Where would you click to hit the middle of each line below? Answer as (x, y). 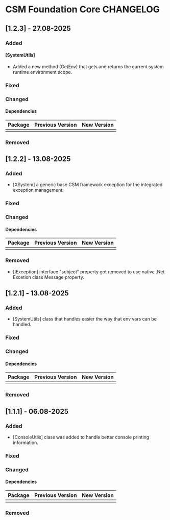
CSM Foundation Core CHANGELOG (82, 9)
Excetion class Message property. (48, 277)
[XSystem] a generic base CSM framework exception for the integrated (88, 185)
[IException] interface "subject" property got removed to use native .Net (89, 272)
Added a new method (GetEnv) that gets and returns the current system (88, 66)
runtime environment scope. (42, 72)
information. (25, 443)
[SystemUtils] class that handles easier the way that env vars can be (84, 319)
